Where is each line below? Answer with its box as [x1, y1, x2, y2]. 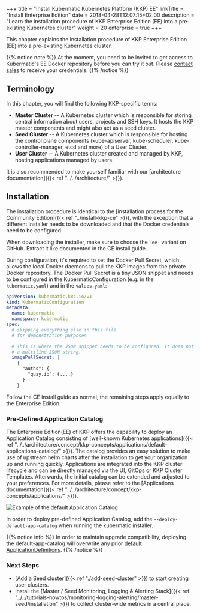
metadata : [6, 304, 31, 311]
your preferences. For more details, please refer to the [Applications [6, 479, 174, 486]
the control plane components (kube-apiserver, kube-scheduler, [14, 137, 174, 144]
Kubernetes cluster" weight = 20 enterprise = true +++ [26, 24, 162, 31]
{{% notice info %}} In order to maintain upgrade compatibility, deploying [6, 533, 187, 540]
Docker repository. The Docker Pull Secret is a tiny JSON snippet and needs [6, 269, 193, 276]
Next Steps [6, 561, 40, 569]
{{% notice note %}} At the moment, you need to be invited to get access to [6, 54, 193, 61]
